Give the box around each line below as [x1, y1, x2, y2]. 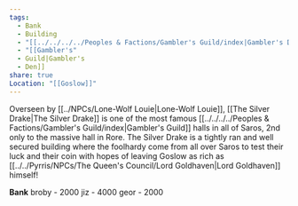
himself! [9, 170, 39, 180]
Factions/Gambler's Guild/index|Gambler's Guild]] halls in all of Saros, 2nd [9, 122, 281, 133]
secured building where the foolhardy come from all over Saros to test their [9, 141, 284, 152]
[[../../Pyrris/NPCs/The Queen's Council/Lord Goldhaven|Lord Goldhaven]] [9, 160, 281, 170]
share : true [9, 71, 53, 80]
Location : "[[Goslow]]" [9, 79, 98, 88]
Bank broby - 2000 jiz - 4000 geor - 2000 [9, 186, 164, 197]
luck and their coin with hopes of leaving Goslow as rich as [9, 150, 224, 161]
